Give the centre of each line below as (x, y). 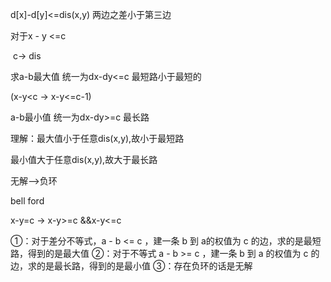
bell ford (27, 201)
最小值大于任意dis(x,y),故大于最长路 (84, 159)
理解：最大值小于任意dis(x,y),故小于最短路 (97, 138)
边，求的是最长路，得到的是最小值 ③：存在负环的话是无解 (131, 266)
